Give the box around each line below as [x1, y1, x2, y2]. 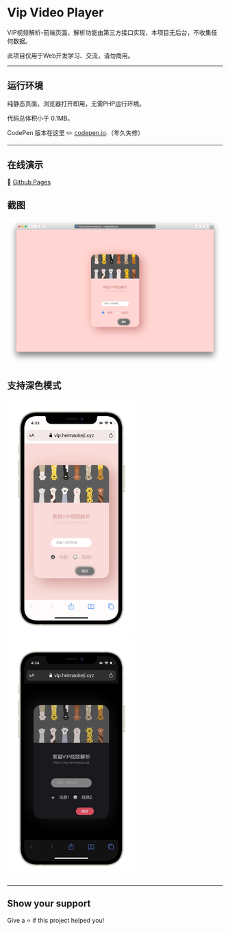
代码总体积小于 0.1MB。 [7, 114, 74, 122]
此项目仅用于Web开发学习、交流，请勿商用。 [7, 51, 134, 60]
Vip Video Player [7, 5, 104, 21]
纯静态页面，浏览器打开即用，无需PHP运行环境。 [7, 99, 146, 108]
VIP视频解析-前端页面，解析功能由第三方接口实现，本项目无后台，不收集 [7, 28, 212, 36]
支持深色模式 [7, 380, 62, 391]
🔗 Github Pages [7, 178, 51, 186]
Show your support [7, 898, 91, 910]
